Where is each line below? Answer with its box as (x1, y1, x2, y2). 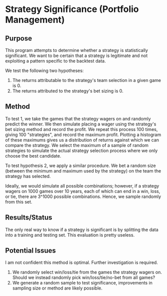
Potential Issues (5, 246, 56, 255)
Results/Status (5, 213, 52, 222)
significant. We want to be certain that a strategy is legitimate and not (5, 52, 148, 58)
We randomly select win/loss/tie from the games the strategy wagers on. (12, 269, 162, 275)
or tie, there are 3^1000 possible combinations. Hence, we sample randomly (5, 193, 161, 199)
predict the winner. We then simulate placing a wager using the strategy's (5, 121, 157, 127)
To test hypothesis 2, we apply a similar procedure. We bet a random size (5, 162, 156, 168)
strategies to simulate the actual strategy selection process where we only (5, 147, 158, 153)
